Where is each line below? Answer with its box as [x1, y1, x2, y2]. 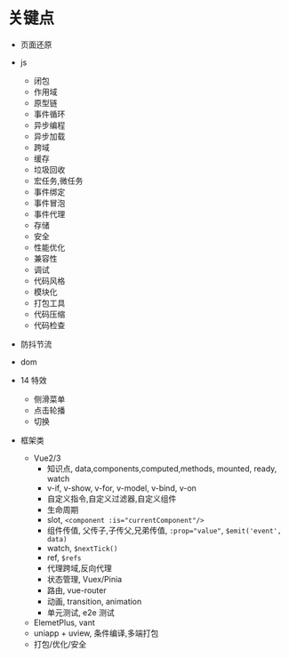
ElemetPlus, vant [33, 617, 96, 628]
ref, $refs [46, 552, 82, 563]
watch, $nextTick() [46, 542, 118, 553]
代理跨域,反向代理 [46, 562, 112, 574]
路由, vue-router [46, 584, 107, 596]
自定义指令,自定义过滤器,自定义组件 [46, 493, 177, 503]
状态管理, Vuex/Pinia [46, 574, 123, 584]
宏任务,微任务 [33, 175, 84, 186]
